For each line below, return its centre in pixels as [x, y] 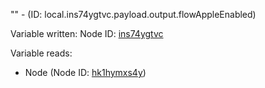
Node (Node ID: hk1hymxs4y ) [85, 72]
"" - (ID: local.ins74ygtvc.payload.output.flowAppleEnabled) [133, 14]
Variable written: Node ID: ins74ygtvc [87, 33]
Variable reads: [41, 53]
